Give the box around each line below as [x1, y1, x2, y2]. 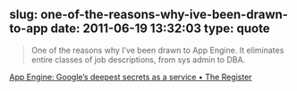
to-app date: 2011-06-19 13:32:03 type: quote [9, 21, 270, 37]
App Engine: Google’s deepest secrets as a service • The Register [9, 71, 252, 82]
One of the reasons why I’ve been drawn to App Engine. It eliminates [30, 45, 284, 55]
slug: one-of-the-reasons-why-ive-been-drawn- [9, 7, 289, 22]
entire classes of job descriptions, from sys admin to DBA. [30, 54, 246, 65]
